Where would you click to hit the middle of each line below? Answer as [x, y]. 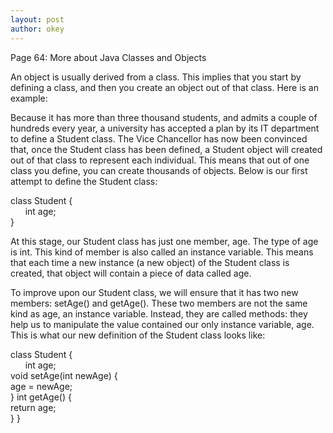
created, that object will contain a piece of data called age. [131, 273]
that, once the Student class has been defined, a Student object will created [166, 149]
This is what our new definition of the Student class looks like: [138, 335]
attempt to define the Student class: [84, 181]
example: [29, 98]
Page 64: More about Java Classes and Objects [108, 57]
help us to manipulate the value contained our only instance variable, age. [162, 324]
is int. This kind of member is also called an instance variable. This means [162, 252]
